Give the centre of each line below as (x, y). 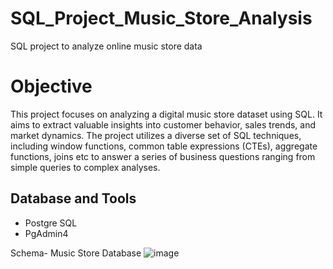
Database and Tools (73, 198)
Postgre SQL (51, 223)
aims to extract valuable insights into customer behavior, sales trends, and (163, 124)
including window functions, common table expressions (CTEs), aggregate (164, 146)
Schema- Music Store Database (76, 253)
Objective (51, 86)
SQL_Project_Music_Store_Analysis (161, 18)
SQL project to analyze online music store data (106, 46)
